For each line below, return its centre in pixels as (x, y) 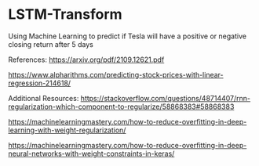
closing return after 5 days (51, 44)
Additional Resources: (44, 98)
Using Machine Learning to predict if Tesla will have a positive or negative (128, 36)
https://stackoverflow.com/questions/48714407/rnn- (166, 98)
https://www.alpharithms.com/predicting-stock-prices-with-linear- (116, 74)
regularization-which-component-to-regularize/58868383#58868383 (121, 106)
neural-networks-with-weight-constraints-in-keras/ (91, 153)
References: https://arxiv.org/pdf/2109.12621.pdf (86, 60)
